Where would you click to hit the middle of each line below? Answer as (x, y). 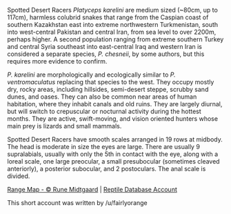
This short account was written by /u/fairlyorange (78, 203)
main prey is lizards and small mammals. (64, 126)
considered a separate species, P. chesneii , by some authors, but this (106, 54)
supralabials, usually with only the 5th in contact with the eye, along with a (113, 154)
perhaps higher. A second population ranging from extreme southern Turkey (115, 39)
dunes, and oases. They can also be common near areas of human (102, 97)
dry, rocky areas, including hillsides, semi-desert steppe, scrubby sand (108, 89)
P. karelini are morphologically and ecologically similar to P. (91, 75)
